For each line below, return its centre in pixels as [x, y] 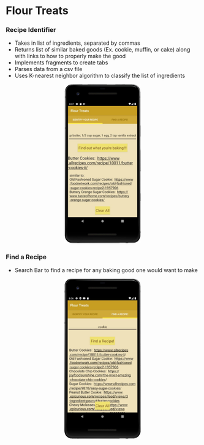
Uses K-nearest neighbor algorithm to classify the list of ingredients [100, 76]
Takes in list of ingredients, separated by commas [77, 43]
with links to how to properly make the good [70, 56]
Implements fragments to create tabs [61, 63]
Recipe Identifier [31, 30]
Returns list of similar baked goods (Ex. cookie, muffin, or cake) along [102, 50]
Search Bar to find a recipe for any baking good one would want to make [106, 270]
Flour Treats [37, 11]
